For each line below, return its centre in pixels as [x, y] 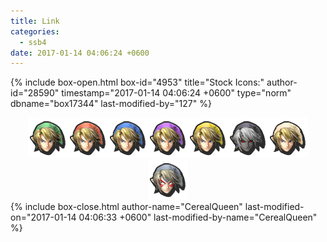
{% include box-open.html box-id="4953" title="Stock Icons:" [137, 82]
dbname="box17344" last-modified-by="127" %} [111, 104]
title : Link [35, 21]
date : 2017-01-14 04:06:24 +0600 [80, 53]
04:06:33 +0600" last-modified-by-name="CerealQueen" [198, 217]
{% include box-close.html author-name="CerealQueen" [126, 207]
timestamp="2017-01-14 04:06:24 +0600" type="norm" [176, 93]
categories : [35, 31]
